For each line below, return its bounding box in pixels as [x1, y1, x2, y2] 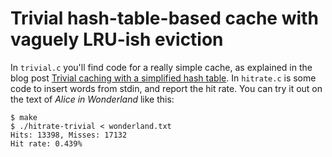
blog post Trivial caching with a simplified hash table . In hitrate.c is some [10, 72, 317, 84]
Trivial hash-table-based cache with [10, 7, 319, 30]
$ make [10, 112, 38, 122]
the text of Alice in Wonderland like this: [10, 93, 175, 105]
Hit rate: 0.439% [10, 138, 83, 149]
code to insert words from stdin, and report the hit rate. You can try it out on [10, 82, 323, 94]
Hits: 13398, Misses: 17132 [10, 130, 128, 140]
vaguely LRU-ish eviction [10, 28, 224, 51]
